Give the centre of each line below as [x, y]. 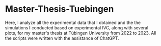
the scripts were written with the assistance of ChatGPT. [62, 38]
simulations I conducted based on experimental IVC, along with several [77, 27]
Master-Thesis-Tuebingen [59, 9]
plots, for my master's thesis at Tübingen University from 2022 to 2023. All [80, 33]
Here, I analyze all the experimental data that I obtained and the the [73, 23]
